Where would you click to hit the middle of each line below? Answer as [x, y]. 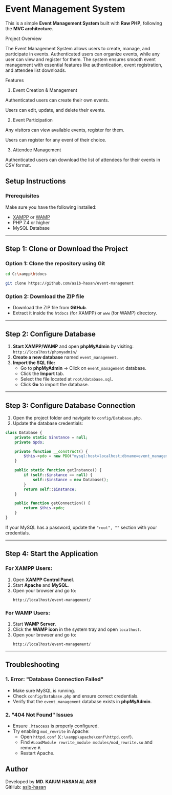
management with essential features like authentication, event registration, [84, 65]
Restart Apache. [37, 753]
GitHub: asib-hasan [26, 787]
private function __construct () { [51, 451]
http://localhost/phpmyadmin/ [45, 352]
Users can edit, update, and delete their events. [56, 110]
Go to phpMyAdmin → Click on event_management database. [83, 368]
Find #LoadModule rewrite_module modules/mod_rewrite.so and [86, 742]
